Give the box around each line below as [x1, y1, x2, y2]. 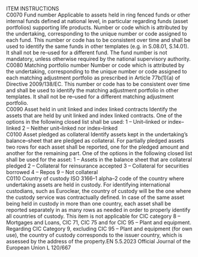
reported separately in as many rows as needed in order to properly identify [6, 207, 191, 213]
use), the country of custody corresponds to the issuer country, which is [6, 232, 183, 239]
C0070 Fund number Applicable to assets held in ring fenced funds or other [6, 11, 191, 18]
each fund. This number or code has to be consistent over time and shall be [6, 37, 191, 43]
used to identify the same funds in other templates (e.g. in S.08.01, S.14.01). [6, 43, 189, 50]
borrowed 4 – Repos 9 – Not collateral [6, 169, 98, 175]
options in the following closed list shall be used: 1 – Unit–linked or [6, 118, 167, 125]
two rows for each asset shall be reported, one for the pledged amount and [6, 143, 189, 150]
